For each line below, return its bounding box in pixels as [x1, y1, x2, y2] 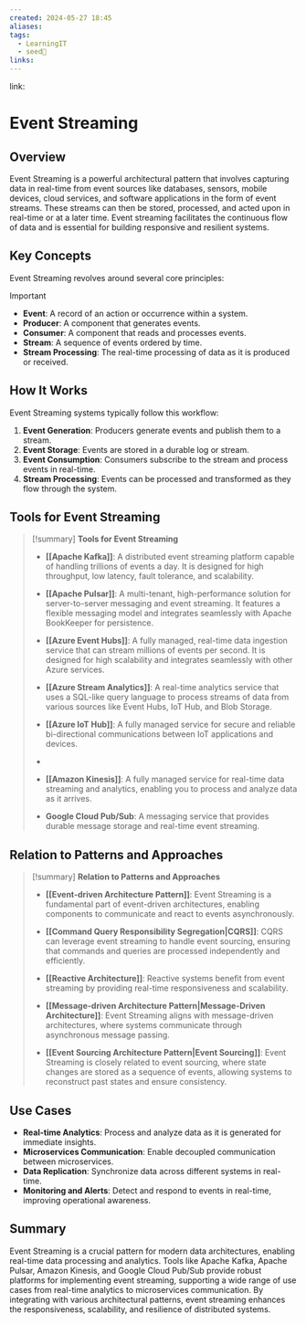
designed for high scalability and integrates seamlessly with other [45, 655, 293, 666]
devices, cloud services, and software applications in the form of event [9, 193, 277, 204]
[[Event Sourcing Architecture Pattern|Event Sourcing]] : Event [45, 1047, 287, 1058]
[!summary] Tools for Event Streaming [31, 533, 179, 544]
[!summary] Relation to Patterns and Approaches [31, 871, 221, 882]
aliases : [9, 22, 43, 31]
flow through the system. [22, 483, 117, 494]
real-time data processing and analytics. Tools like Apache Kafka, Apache [9, 1255, 288, 1266]
